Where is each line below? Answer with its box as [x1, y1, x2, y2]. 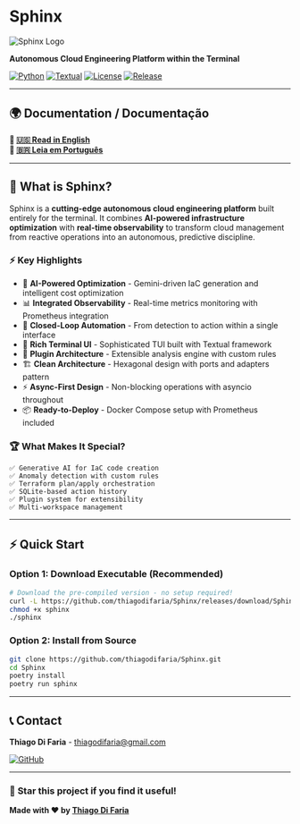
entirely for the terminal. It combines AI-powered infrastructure [9, 212, 246, 223]
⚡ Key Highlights [9, 254, 83, 267]
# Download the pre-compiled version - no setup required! [9, 588, 234, 597]
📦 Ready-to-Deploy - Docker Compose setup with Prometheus [21, 404, 259, 415]
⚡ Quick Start [9, 537, 85, 552]
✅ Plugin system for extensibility [9, 495, 144, 505]
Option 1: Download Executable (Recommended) [9, 568, 224, 581]
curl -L [9, 597, 38, 606]
